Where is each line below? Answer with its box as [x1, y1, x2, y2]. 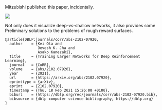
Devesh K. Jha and [37, 46, 75, 50]
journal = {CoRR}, [9, 63, 51, 67]
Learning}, [5, 58, 27, 63]
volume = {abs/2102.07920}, [9, 67, 73, 72]
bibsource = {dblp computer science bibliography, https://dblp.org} [9, 96, 153, 101]
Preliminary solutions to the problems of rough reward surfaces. [5, 28, 133, 33]
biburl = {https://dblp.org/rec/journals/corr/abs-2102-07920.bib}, [9, 92, 158, 97]
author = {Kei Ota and [9, 41, 62, 46]
